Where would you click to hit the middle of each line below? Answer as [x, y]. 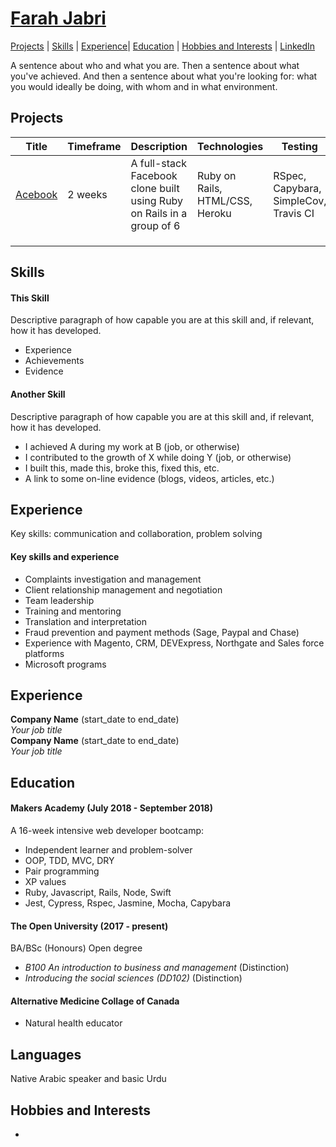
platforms [44, 653]
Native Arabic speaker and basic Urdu [88, 1079]
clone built [155, 188]
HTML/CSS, [224, 200]
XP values [45, 881]
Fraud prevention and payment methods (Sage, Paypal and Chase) [162, 632]
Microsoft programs [65, 664]
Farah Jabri [58, 18]
